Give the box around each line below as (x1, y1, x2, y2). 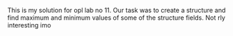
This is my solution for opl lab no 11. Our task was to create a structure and (7, 6, 226, 14)
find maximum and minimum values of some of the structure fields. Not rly (7, 13, 226, 22)
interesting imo (7, 21, 51, 29)
